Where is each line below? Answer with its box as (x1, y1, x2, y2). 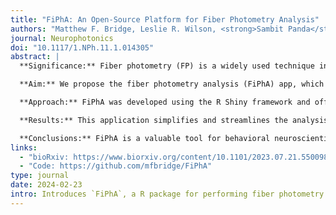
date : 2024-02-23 (10, 180, 83, 190)
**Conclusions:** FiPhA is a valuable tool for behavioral (19, 133, 271, 143)
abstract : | (10, 52, 60, 62)
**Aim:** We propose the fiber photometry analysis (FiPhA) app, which (19, 79, 325, 90)
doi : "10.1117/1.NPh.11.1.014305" (10, 42, 155, 53)
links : (10, 142, 38, 153)
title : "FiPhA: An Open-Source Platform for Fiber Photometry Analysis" (10, 14, 320, 25)
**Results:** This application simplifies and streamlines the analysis (19, 115, 329, 125)
